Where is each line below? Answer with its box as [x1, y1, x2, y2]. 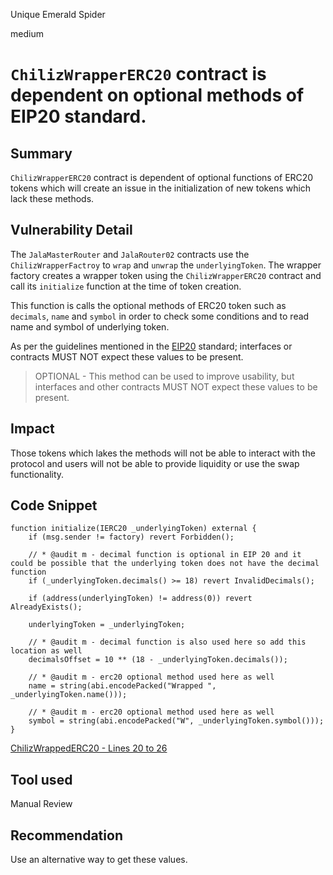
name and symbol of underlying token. [10, 320, 170, 333]
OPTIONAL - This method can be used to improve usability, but [34, 370, 295, 382]
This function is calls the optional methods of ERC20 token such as [10, 299, 287, 311]
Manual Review [10, 798, 73, 810]
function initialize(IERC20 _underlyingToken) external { [10, 524, 257, 534]
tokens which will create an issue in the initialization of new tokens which [10, 182, 312, 194]
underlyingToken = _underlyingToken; [28, 620, 186, 630]
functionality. [10, 468, 65, 480]
